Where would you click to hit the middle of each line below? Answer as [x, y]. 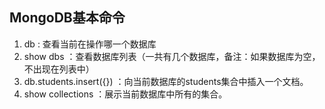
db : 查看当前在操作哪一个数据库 [90, 44]
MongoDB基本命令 [67, 18]
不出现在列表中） [59, 69]
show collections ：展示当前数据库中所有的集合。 [125, 94]
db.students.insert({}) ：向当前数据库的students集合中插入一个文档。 [166, 81]
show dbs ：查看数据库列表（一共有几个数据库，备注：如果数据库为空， [172, 56]
